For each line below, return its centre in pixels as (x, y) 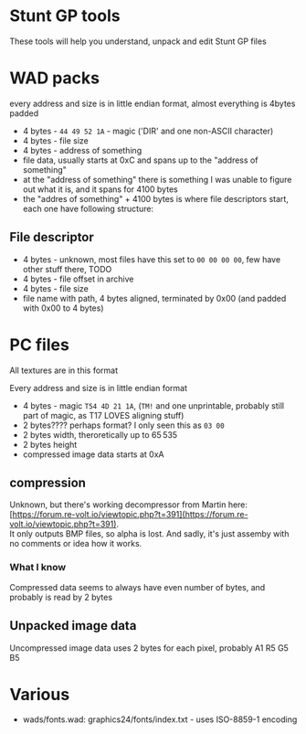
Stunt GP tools (65, 16)
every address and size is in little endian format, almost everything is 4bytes (153, 103)
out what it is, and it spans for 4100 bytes (100, 189)
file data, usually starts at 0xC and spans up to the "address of (140, 160)
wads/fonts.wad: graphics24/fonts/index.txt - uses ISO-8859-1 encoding (160, 719)
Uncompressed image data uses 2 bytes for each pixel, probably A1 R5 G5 (149, 648)
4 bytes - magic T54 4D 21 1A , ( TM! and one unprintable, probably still (153, 405)
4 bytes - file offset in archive (78, 279)
